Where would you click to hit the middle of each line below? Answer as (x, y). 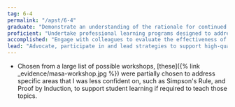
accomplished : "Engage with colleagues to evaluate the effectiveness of (117, 40)
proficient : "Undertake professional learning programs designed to (109, 33)
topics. (27, 96)
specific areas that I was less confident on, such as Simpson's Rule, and (121, 81)
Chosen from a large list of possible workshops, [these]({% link (109, 66)
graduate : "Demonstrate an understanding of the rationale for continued (117, 27)
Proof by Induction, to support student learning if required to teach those (122, 88)
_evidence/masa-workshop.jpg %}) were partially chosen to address (116, 73)
